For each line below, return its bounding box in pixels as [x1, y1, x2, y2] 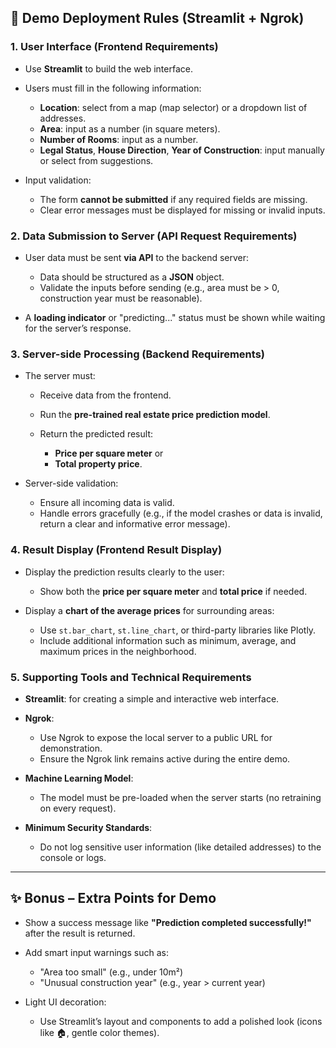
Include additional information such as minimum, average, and [39, 634, 297, 646]
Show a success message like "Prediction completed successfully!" [24, 916, 312, 928]
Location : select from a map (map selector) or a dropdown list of [39, 101, 308, 113]
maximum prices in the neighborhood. [39, 645, 197, 657]
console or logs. [39, 851, 107, 863]
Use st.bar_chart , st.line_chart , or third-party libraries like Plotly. [39, 624, 317, 636]
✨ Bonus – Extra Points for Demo [10, 890, 217, 907]
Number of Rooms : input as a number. [39, 133, 199, 145]
